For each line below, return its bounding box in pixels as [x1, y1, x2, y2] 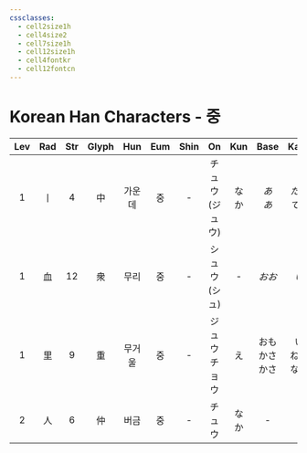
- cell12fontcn [17, 65, 76, 74]
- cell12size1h [17, 47, 76, 57]
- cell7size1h [17, 38, 71, 48]
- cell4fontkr [17, 56, 71, 65]
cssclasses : [9, 13, 55, 23]
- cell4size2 [17, 30, 68, 39]
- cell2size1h [17, 22, 71, 31]
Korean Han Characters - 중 [9, 107, 221, 128]
